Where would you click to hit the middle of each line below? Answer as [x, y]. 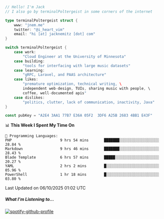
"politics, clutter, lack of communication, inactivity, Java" [89, 102]
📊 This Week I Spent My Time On [40, 125]
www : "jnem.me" [29, 25]
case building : [29, 61]
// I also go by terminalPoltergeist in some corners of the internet [79, 12]
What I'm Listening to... [30, 199]
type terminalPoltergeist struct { [41, 20]
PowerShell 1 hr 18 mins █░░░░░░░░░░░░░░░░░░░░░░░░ [82, 175]
